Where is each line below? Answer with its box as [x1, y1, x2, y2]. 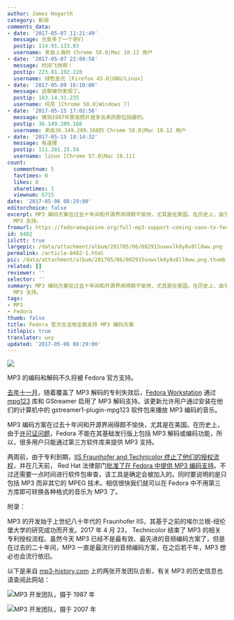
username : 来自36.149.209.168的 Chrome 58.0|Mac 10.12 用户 [13, 127, 187, 134]
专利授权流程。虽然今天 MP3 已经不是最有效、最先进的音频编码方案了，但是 [7, 534, 226, 543]
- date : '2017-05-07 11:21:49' [7, 29, 98, 37]
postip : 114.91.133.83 [13, 42, 79, 49]
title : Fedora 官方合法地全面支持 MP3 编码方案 [7, 321, 134, 328]
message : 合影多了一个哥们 [13, 36, 84, 43]
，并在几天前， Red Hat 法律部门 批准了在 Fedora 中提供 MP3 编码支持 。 [13, 461, 221, 470]
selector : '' [7, 276, 45, 283]
